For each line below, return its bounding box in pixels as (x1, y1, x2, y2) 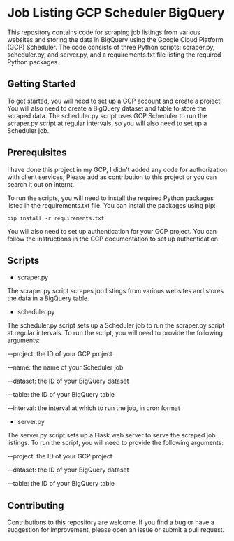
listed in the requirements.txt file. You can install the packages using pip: (7, 201, 217, 209)
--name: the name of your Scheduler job (7, 363, 124, 372)
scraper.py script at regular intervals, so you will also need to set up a (7, 119, 207, 127)
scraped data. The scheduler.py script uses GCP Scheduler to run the (7, 111, 207, 120)
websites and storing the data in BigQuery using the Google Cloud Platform (7, 35, 224, 43)
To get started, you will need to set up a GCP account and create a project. (7, 97, 222, 105)
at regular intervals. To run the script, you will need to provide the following (7, 329, 224, 337)
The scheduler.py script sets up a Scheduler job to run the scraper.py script (7, 321, 225, 330)
